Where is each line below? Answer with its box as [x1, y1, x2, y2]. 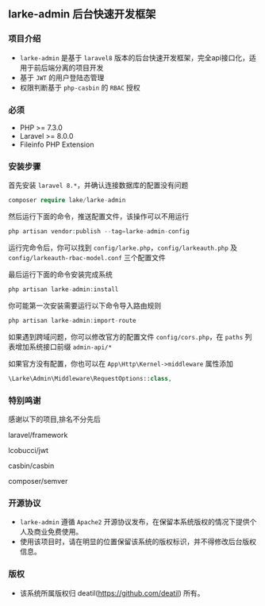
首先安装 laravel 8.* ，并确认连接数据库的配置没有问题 [8, 181, 189, 190]
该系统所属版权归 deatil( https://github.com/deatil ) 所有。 [19, 588, 205, 597]
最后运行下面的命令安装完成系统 [8, 270, 113, 279]
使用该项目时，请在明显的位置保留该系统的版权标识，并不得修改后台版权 [19, 537, 256, 547]
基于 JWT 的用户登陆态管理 [19, 72, 105, 82]
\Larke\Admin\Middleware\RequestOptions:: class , [8, 374, 172, 382]
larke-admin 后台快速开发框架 [8, 7, 156, 21]
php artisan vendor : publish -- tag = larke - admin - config [8, 228, 190, 236]
